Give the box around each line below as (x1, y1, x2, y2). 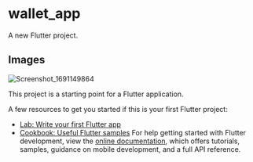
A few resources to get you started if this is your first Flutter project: (8, 104, 228, 113)
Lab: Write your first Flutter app (19, 119, 122, 129)
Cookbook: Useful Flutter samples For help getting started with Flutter (19, 128, 246, 137)
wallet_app (8, 5, 81, 23)
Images (8, 53, 46, 67)
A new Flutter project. (8, 31, 79, 40)
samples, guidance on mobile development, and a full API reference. (19, 144, 241, 153)
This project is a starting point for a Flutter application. (8, 89, 184, 99)
